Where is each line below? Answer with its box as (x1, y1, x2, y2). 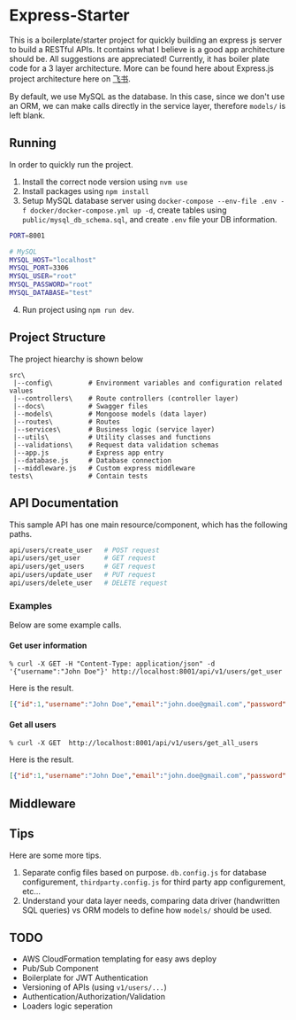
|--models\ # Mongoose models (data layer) (12, 409, 208, 418)
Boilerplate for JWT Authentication (21, 972, 148, 984)
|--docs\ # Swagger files (12, 401, 148, 410)
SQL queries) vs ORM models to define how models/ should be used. (21, 905, 272, 915)
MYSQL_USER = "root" (9, 272, 77, 281)
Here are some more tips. (9, 850, 102, 860)
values (9, 386, 34, 395)
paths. (9, 528, 33, 539)
